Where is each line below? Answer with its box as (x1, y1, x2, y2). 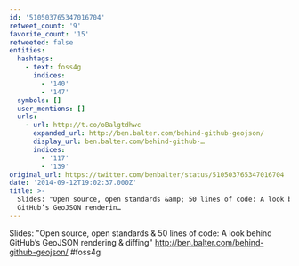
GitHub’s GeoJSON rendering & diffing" (9, 237, 153, 247)
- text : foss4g (25, 63, 82, 72)
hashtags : (17, 54, 53, 63)
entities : (9, 46, 46, 55)
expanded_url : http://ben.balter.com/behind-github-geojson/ (32, 129, 265, 138)
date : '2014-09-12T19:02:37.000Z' (9, 179, 138, 188)
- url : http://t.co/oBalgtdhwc (25, 121, 141, 130)
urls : (17, 112, 38, 121)
